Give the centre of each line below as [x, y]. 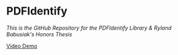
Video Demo [22, 46]
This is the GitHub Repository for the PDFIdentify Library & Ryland [89, 28]
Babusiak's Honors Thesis [39, 34]
